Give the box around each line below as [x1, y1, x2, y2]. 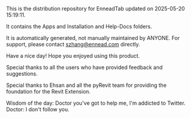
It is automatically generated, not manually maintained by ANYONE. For [6, 35, 180, 41]
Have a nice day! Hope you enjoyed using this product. [6, 52, 141, 59]
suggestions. [6, 70, 38, 77]
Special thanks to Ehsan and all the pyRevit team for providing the [6, 82, 167, 89]
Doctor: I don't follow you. [6, 106, 70, 112]
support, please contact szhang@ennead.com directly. [6, 41, 141, 48]
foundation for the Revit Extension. [6, 88, 91, 95]
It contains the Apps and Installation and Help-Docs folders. [6, 23, 152, 30]
